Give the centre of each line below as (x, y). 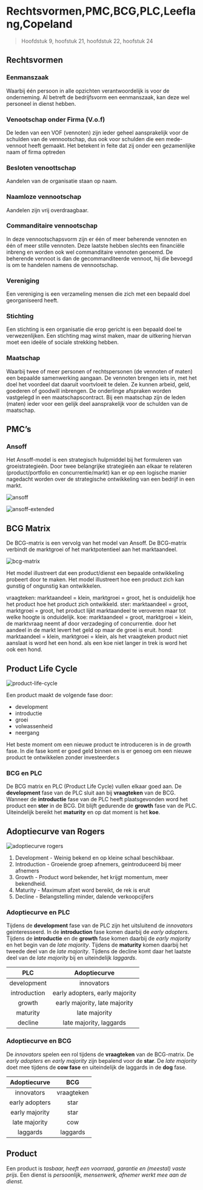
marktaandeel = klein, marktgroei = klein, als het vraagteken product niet (97, 636)
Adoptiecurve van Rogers (55, 831)
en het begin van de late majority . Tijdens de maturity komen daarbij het (97, 945)
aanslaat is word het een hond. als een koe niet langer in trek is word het (97, 643)
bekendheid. (31, 884)
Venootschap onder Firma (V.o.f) (56, 119)
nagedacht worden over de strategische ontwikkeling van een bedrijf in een (101, 479)
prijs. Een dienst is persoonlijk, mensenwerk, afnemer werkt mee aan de (96, 1175)
